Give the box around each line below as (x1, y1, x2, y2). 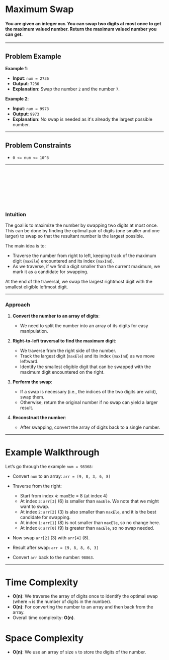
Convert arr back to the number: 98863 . (12, 554, 95, 560)
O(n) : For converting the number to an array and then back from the (12, 604, 153, 610)
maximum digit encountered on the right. (20, 369, 105, 375)
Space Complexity (5, 632, 84, 644)
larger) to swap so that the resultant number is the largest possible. (5, 233, 144, 239)
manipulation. (20, 328, 49, 334)
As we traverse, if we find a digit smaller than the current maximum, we (12, 264, 160, 270)
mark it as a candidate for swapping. (12, 269, 89, 275)
